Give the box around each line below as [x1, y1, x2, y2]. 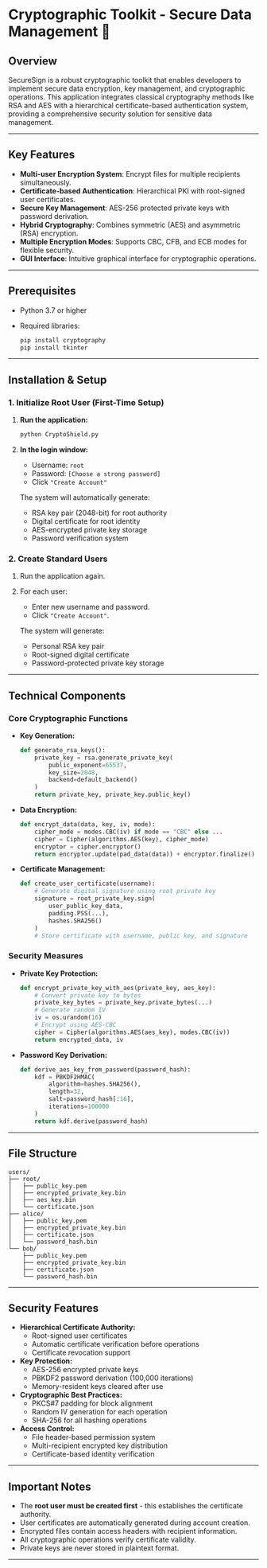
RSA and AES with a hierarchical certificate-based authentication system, [8, 101, 249, 110]
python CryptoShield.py [19, 431, 99, 439]
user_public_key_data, [48, 902, 124, 911]
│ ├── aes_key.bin [8, 1196, 77, 1203]
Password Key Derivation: [19, 1050, 107, 1059]
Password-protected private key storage [31, 658, 164, 668]
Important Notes [8, 1480, 91, 1493]
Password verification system [31, 533, 129, 543]
